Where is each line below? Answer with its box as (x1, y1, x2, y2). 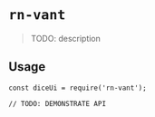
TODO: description (30, 33, 102, 44)
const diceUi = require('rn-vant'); (8, 83, 147, 93)
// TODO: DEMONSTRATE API (8, 99, 106, 108)
